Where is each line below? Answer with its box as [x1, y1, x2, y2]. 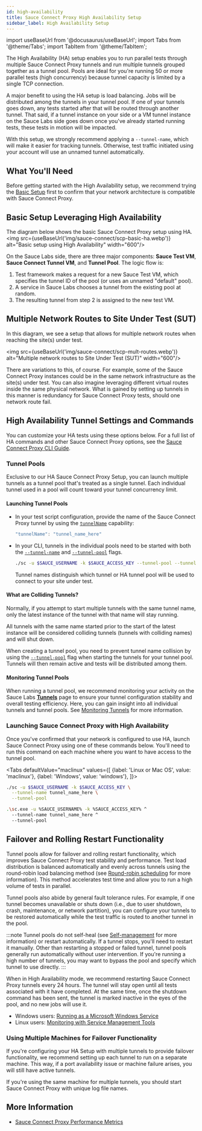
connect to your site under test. [14, 577, 93, 585]
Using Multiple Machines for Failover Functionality [6, 1033, 157, 1042]
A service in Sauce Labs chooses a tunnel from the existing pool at [14, 284, 181, 291]
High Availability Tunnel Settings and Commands [6, 415, 194, 426]
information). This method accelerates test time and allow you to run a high [6, 875, 193, 883]
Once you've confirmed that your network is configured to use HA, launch [6, 735, 190, 742]
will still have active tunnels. [6, 1066, 76, 1074]
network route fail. [6, 398, 52, 405]
